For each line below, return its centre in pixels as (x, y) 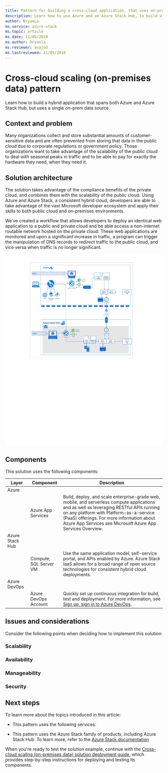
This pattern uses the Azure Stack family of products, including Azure (84, 734)
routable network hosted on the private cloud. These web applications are (81, 231)
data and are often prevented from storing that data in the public (91, 141)
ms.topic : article (24, 32)
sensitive (14, 141)
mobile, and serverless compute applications (109, 502)
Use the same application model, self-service (110, 553)
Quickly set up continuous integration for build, (111, 594)
